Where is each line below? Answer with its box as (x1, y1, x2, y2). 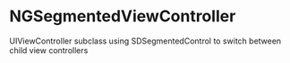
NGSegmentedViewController (9, 6, 236, 27)
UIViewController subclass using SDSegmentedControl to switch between (9, 35, 282, 46)
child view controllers (9, 44, 89, 55)
